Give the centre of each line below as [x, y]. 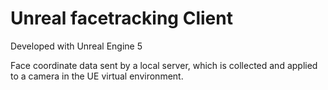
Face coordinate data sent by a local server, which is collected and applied [164, 65]
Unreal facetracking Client [121, 18]
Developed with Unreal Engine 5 [76, 46]
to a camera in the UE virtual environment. [97, 76]
